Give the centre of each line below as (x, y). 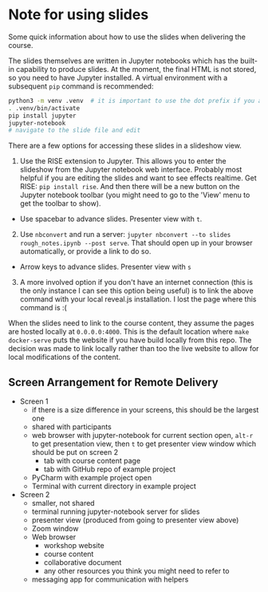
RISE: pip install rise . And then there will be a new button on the (130, 187)
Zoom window (55, 529)
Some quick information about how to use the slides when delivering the (127, 37)
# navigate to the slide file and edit (75, 130)
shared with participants (71, 427)
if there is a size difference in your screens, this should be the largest (145, 410)
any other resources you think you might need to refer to (136, 571)
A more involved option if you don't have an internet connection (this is (136, 282)
